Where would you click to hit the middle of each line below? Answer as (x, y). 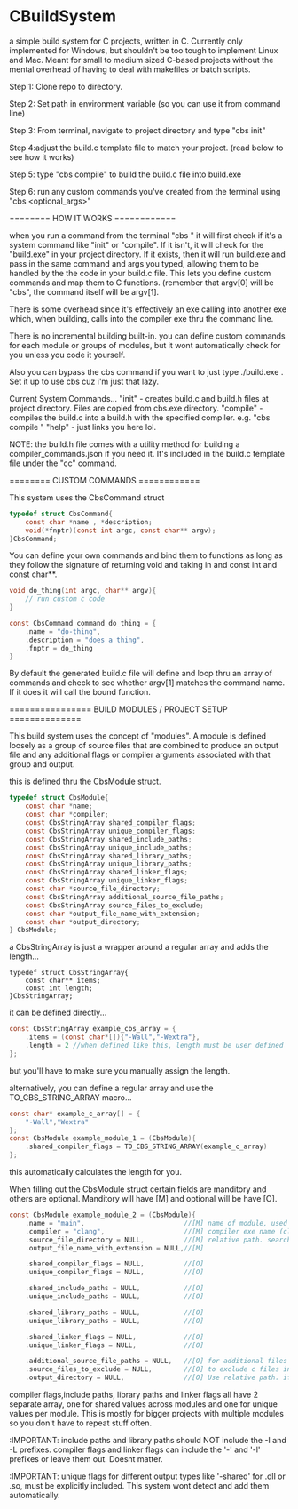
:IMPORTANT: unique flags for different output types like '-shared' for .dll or (147, 1476)
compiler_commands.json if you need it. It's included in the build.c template (147, 453)
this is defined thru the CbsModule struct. (85, 782)
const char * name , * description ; (89, 522)
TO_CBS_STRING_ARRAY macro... (71, 1097)
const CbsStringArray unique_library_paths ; (109, 864)
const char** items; (63, 981)
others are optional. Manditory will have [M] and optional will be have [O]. (143, 1199)
